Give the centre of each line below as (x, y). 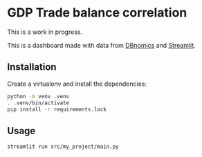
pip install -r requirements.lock (57, 109)
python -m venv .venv (38, 96)
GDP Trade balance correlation (97, 13)
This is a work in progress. (45, 32)
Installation (32, 67)
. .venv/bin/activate (38, 103)
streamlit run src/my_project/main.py (63, 147)
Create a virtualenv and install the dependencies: (77, 84)
